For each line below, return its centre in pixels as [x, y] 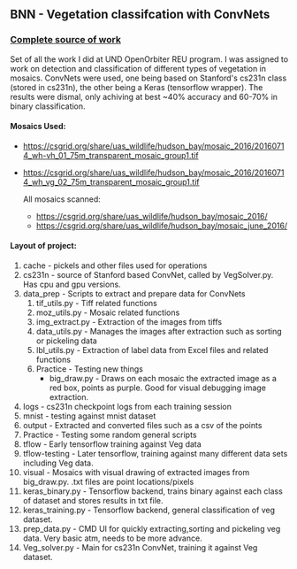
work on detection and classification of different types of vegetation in [138, 68]
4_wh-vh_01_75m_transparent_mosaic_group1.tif [110, 155]
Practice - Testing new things [90, 369]
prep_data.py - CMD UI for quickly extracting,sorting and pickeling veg [152, 529]
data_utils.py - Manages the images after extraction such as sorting [159, 332]
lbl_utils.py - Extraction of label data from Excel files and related [152, 350]
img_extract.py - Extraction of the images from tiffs [129, 322]
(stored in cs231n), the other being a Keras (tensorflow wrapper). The [137, 87]
